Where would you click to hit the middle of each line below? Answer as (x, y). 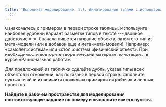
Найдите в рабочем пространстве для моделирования (65, 94)
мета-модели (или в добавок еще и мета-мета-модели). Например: (77, 44)
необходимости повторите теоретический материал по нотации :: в (77, 54)
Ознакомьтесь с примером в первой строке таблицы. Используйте (76, 28)
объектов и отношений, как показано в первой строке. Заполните (75, 74)
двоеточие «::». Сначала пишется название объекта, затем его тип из (79, 39)
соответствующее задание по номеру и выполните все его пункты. (79, 99)
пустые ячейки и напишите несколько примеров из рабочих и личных (79, 80)
